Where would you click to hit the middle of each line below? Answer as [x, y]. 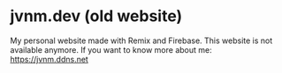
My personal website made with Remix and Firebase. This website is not [141, 40]
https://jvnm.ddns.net [50, 59]
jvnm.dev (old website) [96, 16]
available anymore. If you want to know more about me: [111, 49]
